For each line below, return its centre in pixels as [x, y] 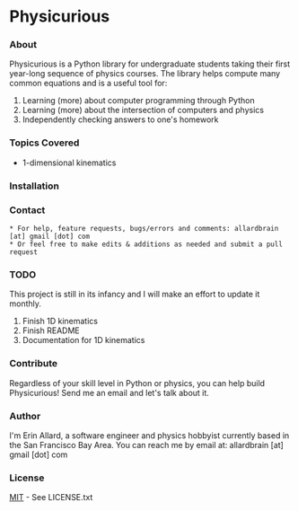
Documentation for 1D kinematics [83, 340]
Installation [35, 186]
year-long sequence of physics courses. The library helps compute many [145, 74]
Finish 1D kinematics [60, 322]
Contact [27, 210]
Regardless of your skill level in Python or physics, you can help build [137, 383]
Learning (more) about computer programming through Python [138, 101]
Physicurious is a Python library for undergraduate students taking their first [150, 64]
